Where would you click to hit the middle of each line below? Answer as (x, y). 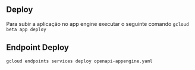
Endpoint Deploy (38, 47)
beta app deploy (26, 29)
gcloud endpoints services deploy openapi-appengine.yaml (79, 61)
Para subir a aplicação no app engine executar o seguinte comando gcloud (97, 24)
